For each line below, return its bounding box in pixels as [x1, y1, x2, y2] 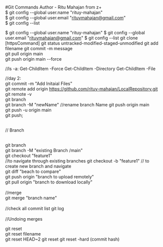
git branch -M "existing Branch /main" [5, 148, 83, 153]
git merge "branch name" [5, 195, 57, 201]
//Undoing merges [5, 216, 43, 222]
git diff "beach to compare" [5, 168, 61, 174]
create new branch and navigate [5, 164, 72, 169]
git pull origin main [5, 51, 43, 57]
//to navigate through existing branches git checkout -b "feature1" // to [5, 158, 150, 164]
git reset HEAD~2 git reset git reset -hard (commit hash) [5, 236, 120, 242]
